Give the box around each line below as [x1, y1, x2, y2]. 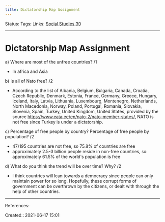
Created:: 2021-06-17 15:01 [5, 212, 60, 218]
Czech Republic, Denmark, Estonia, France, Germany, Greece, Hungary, [12, 93, 158, 98]
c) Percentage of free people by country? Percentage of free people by [5, 128, 149, 134]
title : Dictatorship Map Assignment [5, 7, 80, 12]
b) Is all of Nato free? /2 [5, 78, 53, 84]
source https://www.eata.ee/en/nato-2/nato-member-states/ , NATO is [12, 114, 154, 120]
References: [5, 202, 29, 208]
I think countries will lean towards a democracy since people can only [12, 173, 154, 179]
